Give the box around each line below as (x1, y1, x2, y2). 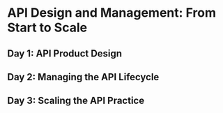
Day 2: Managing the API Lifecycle (7, 71, 160, 83)
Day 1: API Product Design (7, 47, 123, 59)
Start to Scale (7, 20, 88, 36)
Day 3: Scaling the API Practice (7, 95, 145, 107)
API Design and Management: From (7, 5, 217, 21)
